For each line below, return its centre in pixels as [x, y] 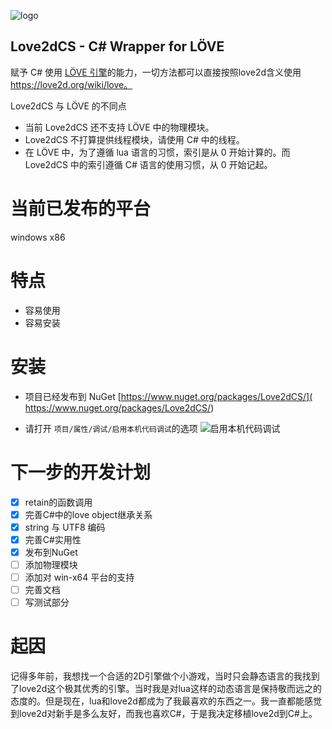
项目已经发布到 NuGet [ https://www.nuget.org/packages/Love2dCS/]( [168, 396]
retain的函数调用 [58, 502]
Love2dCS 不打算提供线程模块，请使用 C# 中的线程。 [134, 139]
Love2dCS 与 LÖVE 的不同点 [68, 106]
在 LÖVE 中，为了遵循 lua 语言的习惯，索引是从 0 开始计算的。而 [157, 152]
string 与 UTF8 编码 [65, 527]
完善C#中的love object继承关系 [88, 514]
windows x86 [38, 237]
